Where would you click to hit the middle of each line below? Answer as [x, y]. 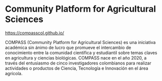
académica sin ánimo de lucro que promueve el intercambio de [68, 47]
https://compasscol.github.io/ [35, 33]
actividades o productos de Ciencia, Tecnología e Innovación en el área [77, 68]
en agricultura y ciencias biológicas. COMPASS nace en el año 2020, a [76, 58]
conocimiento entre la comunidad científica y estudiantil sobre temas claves [81, 53]
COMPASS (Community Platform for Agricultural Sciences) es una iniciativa [80, 42]
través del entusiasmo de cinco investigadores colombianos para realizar [78, 63]
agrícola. [14, 73]
